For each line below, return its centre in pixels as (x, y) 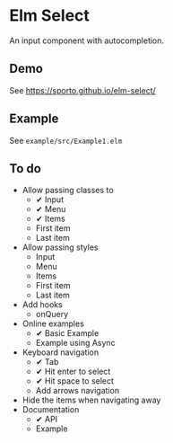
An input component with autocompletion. (86, 40)
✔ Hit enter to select (73, 372)
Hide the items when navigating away (91, 400)
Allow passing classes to (68, 190)
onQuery (52, 315)
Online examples (53, 323)
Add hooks (42, 305)
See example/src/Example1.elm (66, 140)
